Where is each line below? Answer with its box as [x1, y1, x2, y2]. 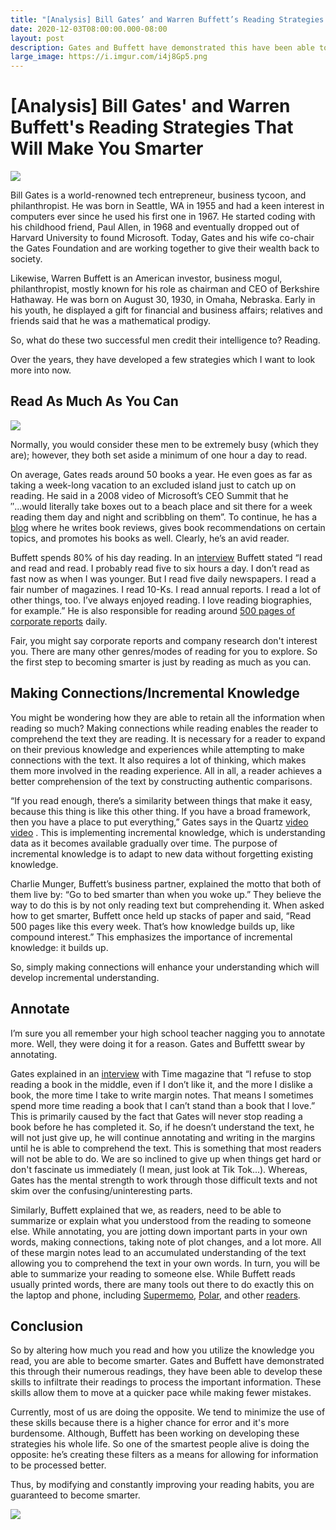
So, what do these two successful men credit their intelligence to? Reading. [10, 334, 321, 346]
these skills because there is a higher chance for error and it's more [10, 1417, 290, 1429]
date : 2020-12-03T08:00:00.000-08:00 [10, 24, 168, 34]
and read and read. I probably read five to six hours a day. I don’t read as [10, 562, 310, 574]
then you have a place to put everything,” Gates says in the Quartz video [10, 816, 309, 828]
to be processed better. [10, 1459, 107, 1471]
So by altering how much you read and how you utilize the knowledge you [10, 1344, 315, 1356]
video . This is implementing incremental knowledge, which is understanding [10, 826, 326, 838]
